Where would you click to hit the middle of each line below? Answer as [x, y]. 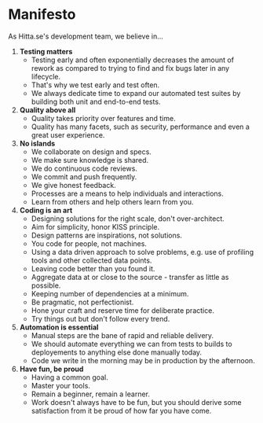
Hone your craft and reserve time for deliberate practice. [122, 310]
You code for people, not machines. [89, 243]
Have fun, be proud [51, 369]
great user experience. [68, 134]
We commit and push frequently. [84, 177]
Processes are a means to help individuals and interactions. [127, 193]
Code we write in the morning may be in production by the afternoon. [143, 360]
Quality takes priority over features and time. [103, 118]
